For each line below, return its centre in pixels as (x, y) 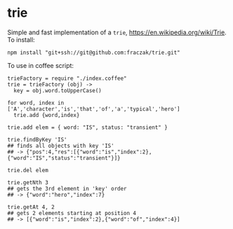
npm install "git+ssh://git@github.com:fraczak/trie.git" (94, 53)
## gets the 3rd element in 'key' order (67, 188)
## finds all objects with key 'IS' (61, 146)
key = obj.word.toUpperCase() (58, 90)
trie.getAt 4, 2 (31, 207)
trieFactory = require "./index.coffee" (67, 78)
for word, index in (36, 103)
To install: (21, 39)
